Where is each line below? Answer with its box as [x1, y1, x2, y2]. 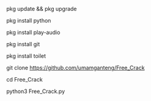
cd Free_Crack [6, 76, 43, 83]
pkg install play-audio [6, 29, 61, 36]
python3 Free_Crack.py [6, 88, 65, 95]
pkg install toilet [6, 52, 46, 60]
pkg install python [6, 17, 51, 24]
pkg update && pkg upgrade [6, 5, 78, 12]
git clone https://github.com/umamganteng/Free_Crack [6, 64, 145, 71]
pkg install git [6, 41, 40, 47]
